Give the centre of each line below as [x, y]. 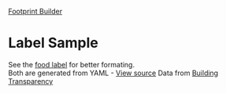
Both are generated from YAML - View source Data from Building [113, 73]
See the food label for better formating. [72, 64]
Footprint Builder [35, 11]
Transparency [31, 81]
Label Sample [53, 43]
